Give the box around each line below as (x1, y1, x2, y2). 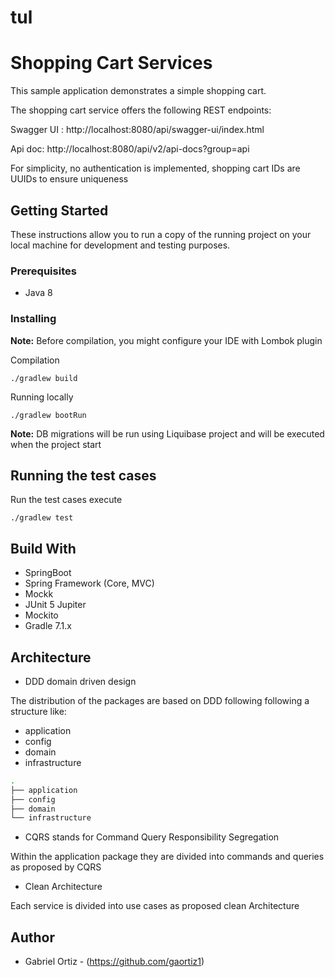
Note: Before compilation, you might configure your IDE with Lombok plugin (10, 334, 323, 346)
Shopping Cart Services (10, 52, 213, 75)
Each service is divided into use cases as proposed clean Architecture (10, 900, 300, 912)
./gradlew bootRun (10, 410, 87, 420)
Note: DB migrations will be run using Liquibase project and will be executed (10, 427, 325, 440)
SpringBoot (24, 567, 72, 579)
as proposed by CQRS (10, 861, 102, 873)
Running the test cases (10, 467, 157, 484)
